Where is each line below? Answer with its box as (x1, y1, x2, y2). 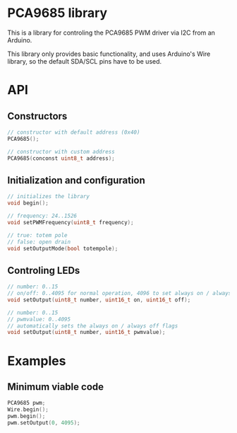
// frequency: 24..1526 (7, 212, 78, 219)
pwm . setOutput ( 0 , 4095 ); (7, 419, 80, 426)
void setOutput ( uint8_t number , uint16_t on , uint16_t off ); (7, 296, 191, 304)
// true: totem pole (7, 231, 68, 238)
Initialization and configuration (7, 174, 146, 186)
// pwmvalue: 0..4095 (7, 316, 71, 323)
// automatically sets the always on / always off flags (7, 322, 178, 330)
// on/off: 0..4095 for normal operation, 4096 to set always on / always (7, 290, 232, 297)
